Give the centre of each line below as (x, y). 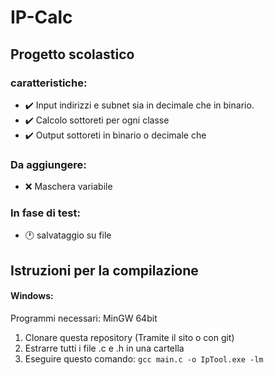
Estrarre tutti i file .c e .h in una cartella (104, 348)
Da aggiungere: (48, 164)
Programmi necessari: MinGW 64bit (84, 318)
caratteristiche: (49, 83)
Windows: (32, 296)
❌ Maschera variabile (68, 187)
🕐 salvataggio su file (68, 235)
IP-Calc (41, 17)
